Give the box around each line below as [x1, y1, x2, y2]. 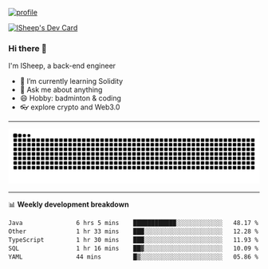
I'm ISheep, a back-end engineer [8, 61, 116, 71]
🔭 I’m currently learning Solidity [19, 77, 124, 86]
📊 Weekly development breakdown [8, 200, 129, 209]
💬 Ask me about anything [19, 85, 103, 95]
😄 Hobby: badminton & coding [19, 93, 122, 103]
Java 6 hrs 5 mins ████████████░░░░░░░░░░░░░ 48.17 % [8, 220, 259, 227]
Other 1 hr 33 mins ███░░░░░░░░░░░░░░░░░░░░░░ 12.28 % [8, 227, 259, 235]
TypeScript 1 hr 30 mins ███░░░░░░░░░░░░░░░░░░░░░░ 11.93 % [8, 235, 259, 243]
